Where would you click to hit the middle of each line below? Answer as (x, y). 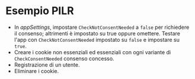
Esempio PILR (40, 11)
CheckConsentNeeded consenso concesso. (64, 58)
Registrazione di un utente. (47, 65)
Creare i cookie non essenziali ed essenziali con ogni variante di (92, 52)
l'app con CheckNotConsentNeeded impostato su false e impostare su (97, 39)
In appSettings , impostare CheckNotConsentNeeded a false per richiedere (102, 27)
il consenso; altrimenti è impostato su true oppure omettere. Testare (97, 33)
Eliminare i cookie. (36, 71)
